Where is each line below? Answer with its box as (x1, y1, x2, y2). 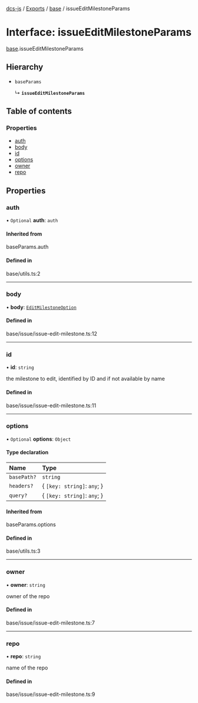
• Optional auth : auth (6, 217, 58, 224)
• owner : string (6, 581, 45, 588)
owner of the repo (6, 592, 50, 600)
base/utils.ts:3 (6, 547, 41, 555)
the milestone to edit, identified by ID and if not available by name (6, 375, 165, 382)
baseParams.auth (6, 243, 49, 250)
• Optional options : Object (6, 435, 71, 443)
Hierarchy (6, 62, 44, 72)
